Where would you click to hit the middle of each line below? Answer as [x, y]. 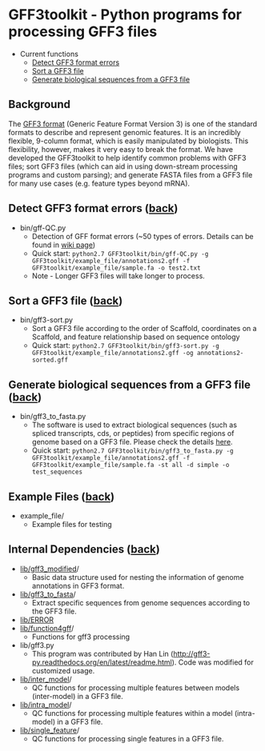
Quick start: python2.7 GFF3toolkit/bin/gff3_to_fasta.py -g [132, 450]
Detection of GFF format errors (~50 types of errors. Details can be [143, 236]
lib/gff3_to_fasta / [48, 594]
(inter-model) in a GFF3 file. [78, 696]
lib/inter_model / [46, 679]
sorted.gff [50, 360]
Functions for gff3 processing [81, 637]
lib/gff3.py [37, 645]
